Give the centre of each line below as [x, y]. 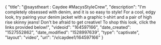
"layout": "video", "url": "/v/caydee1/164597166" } [54, 37]
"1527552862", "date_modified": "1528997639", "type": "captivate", [72, 32]
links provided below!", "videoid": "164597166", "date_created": [68, 27]
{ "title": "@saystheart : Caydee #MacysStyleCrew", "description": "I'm [75, 7]
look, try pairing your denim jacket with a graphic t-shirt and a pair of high [79, 17]
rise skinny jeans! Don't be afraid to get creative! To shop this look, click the [80, 22]
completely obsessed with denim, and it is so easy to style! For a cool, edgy [80, 12]
